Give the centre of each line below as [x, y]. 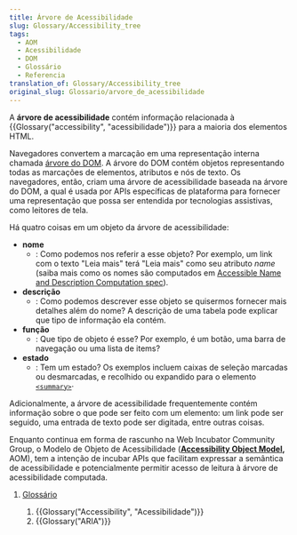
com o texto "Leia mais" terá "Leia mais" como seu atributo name [155, 263]
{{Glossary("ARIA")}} [73, 521]
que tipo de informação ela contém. [100, 320]
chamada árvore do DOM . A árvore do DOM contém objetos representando [147, 163]
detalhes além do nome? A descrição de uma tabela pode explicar [157, 310]
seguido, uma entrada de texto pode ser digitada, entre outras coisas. [137, 422]
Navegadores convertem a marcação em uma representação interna [134, 153]
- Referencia [41, 76]
